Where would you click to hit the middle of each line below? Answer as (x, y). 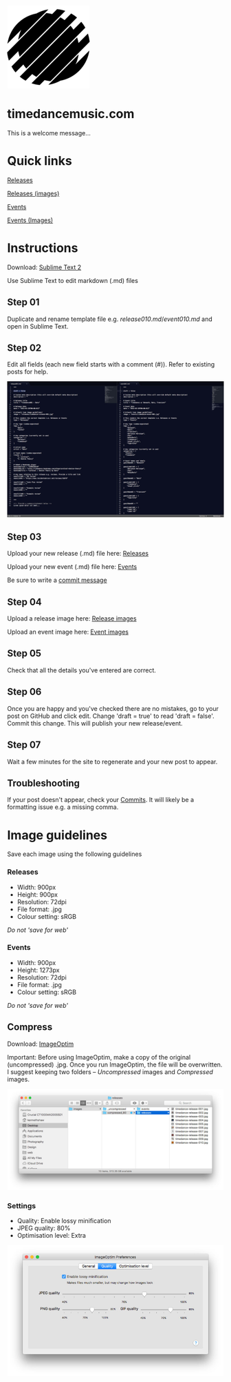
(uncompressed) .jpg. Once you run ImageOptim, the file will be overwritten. (115, 1064)
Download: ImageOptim (41, 1044)
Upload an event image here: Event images (68, 632)
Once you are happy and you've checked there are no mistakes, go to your (113, 708)
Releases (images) (33, 193)
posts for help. (27, 372)
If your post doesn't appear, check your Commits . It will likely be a (101, 800)
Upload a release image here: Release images (72, 619)
